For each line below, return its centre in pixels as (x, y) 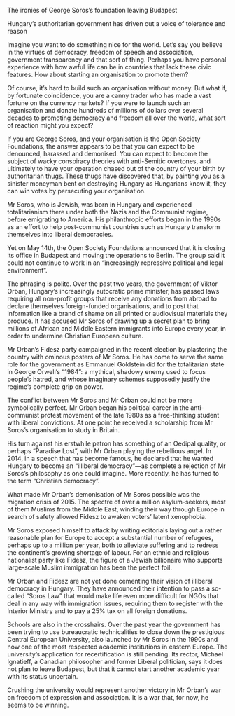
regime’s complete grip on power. (55, 387)
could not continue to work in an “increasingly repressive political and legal (115, 263)
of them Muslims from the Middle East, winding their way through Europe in (116, 509)
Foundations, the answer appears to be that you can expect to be (101, 146)
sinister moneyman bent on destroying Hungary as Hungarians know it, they (117, 184)
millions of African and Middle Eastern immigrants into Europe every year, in (116, 328)
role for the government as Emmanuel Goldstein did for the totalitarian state (116, 364)
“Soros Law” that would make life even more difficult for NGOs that (122, 596)
